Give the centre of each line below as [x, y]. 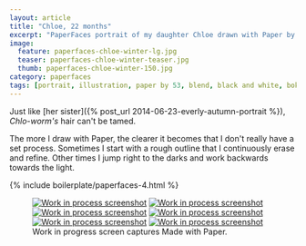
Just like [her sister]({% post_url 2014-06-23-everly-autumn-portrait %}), [148, 111]
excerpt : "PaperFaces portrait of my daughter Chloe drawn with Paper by [153, 34]
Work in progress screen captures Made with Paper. [130, 231]
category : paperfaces [51, 77]
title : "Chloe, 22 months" [61, 26]
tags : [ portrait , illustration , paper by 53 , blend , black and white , [146, 85]
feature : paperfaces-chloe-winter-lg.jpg [97, 52]
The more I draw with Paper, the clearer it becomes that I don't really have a [152, 138]
